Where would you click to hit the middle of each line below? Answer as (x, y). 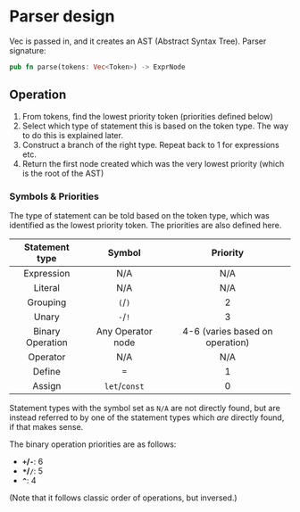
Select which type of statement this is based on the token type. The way (155, 126)
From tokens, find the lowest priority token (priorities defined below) (148, 116)
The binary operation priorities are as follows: (93, 444)
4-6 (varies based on (228, 331)
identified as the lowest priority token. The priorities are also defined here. (146, 225)
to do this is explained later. (72, 135)
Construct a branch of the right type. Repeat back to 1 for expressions (150, 145)
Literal (47, 287)
